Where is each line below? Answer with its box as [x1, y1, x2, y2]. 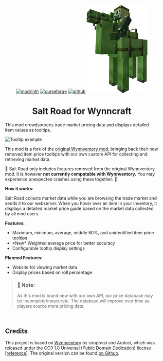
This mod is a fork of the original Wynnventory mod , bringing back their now [5, 146, 158, 152]
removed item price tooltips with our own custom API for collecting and [5, 151, 147, 157]
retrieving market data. [5, 156, 51, 162]
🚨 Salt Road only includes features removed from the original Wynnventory [5, 166, 155, 172]
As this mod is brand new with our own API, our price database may [17, 293, 153, 299]
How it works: [5, 185, 34, 191]
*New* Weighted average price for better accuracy [12, 240, 115, 246]
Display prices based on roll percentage [12, 269, 92, 275]
